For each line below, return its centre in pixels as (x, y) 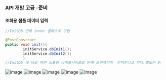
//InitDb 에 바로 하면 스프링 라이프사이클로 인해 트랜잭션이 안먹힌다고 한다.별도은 (80, 63)
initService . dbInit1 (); (47, 49)
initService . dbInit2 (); (47, 53)
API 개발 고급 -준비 (26, 7)
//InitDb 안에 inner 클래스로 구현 (38, 31)
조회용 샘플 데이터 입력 (27, 20)
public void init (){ (26, 44)
